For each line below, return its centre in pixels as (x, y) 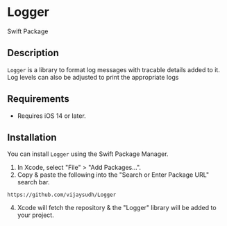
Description (33, 53)
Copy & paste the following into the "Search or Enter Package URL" (113, 175)
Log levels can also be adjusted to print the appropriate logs (93, 77)
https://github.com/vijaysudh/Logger (62, 195)
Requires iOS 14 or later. (52, 116)
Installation (32, 137)
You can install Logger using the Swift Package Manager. (88, 154)
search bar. (33, 182)
